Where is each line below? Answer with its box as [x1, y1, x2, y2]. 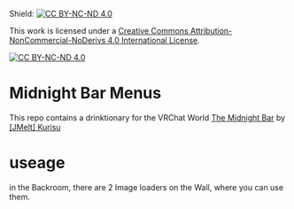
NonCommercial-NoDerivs [9, 35, 106, 45]
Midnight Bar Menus [9, 83, 162, 104]
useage [9, 153, 66, 173]
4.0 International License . [107, 35, 201, 45]
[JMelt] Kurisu [9, 121, 61, 132]
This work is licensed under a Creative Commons [9, 26, 189, 35]
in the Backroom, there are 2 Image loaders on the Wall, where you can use [9, 182, 284, 192]
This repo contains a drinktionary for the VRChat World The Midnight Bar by [9, 112, 286, 123]
